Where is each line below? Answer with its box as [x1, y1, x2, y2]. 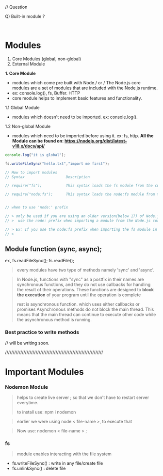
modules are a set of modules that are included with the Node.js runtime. [12, 85, 158, 91]
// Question [5, 4, 28, 10]
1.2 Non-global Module [5, 123, 51, 129]
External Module [12, 61, 45, 67]
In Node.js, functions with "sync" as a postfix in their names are [16, 276, 144, 283]
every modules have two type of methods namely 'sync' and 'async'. [16, 267, 155, 273]
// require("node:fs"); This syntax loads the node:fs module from [5, 192, 155, 197]
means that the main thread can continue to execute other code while [16, 312, 156, 317]
